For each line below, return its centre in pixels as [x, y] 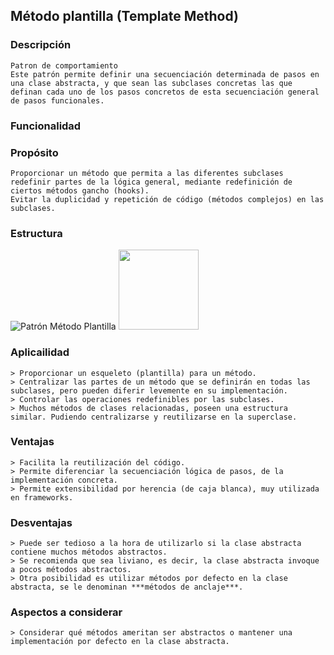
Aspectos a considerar [66, 612]
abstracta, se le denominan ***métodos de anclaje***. [127, 587]
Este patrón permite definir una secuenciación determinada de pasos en [165, 74]
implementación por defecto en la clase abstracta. [120, 642]
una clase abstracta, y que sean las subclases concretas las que [151, 83]
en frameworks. [42, 497]
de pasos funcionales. [57, 100]
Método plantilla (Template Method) [125, 16]
